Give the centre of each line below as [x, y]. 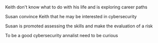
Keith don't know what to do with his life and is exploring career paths [76, 7]
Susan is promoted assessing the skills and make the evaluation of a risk [79, 26]
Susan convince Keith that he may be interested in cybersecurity [71, 16]
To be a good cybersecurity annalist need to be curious [62, 35]
